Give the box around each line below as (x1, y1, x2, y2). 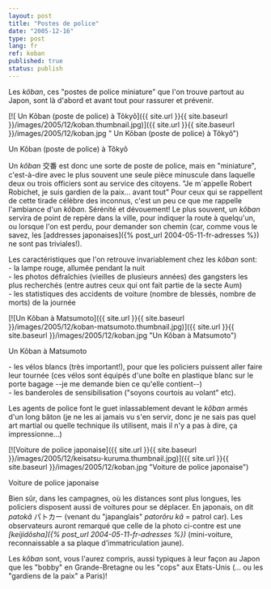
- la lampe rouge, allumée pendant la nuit (8, 262, 146, 272)
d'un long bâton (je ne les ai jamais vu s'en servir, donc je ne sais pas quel (8, 412, 256, 421)
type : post (8, 34, 45, 43)
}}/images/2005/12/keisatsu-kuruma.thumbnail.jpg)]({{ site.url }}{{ (8, 453, 229, 463)
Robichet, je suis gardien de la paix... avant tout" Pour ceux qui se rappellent (8, 187, 263, 197)
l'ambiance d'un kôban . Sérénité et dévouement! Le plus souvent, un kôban (8, 204, 260, 214)
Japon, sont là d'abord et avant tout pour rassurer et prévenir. (8, 95, 214, 105)
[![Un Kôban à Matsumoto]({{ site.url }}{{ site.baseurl (8, 313, 184, 322)
